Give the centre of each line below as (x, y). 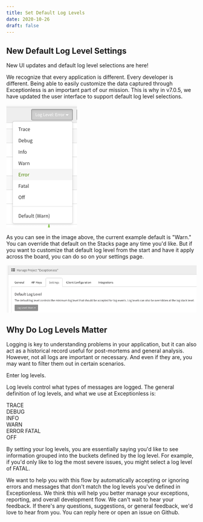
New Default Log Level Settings (66, 51)
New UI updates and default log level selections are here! (78, 65)
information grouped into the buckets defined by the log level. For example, (100, 456)
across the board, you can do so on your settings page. (75, 257)
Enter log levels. (26, 375)
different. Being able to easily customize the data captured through (90, 84)
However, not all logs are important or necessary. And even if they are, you (99, 357)
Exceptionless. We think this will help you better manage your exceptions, (98, 493)
